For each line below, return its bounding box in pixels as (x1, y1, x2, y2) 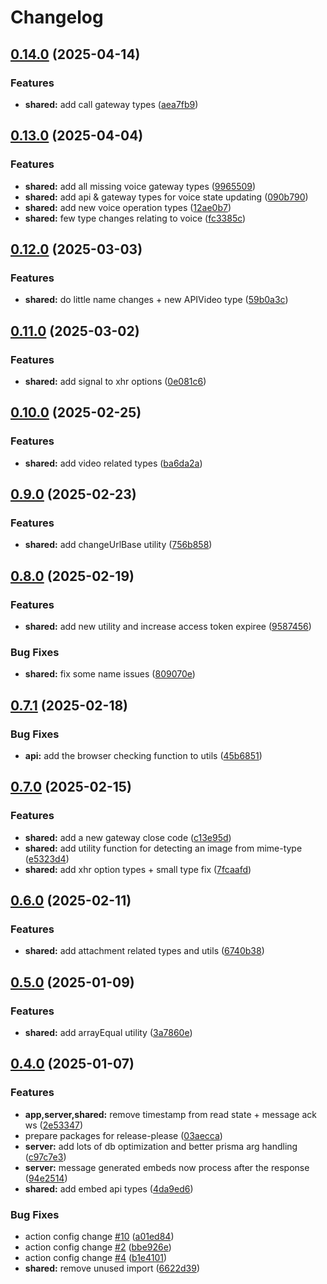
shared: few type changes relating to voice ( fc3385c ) (24, 212, 247, 224)
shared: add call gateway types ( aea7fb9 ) (24, 98, 199, 110)
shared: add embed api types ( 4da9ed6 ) (24, 1182, 194, 1195)
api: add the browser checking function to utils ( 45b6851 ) (24, 749, 263, 761)
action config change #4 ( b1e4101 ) (24, 1252, 168, 1264)
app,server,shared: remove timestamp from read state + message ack (24, 1108, 317, 1120)
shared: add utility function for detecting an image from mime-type (24, 842, 303, 854)
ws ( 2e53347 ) (24, 1119, 84, 1131)
